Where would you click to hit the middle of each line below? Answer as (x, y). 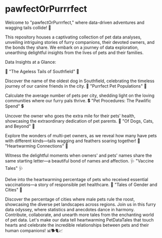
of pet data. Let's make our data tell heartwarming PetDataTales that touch (80, 220)
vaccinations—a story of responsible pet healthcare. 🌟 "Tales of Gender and (81, 184)
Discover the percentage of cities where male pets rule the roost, (70, 199)
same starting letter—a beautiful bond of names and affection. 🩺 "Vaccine (80, 161)
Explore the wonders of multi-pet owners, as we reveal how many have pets (81, 135)
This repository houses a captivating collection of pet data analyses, (73, 37)
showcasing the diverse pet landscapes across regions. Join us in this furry (81, 204)
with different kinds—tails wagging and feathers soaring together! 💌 (73, 141)
